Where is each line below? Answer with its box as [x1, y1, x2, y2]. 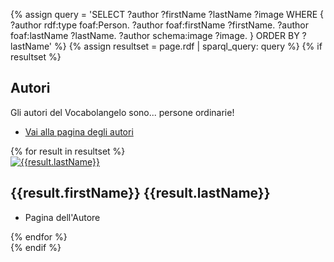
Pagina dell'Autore [24, 211, 101, 223]
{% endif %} [10, 241, 62, 253]
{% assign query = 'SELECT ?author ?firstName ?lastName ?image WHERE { [10, 9, 325, 20]
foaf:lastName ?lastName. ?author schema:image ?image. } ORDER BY [10, 30, 300, 41]
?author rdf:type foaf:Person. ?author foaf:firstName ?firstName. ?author [10, 19, 309, 31]
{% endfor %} [10, 230, 68, 243]
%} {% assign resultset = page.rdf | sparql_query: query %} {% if [53, 40, 323, 52]
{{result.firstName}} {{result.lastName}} [10, 185, 271, 202]
